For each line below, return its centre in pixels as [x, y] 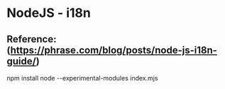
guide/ [21, 61]
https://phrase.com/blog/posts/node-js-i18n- [114, 50]
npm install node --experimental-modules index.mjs [82, 78]
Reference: [32, 39]
